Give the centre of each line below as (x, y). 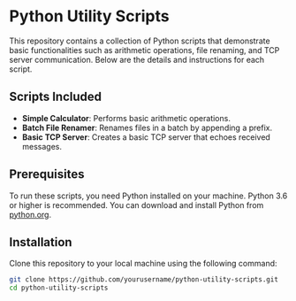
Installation (41, 242)
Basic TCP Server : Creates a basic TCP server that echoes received (146, 137)
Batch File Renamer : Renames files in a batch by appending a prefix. (147, 127)
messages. (42, 146)
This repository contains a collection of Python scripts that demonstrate (140, 41)
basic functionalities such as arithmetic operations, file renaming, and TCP (144, 50)
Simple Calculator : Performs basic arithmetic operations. (126, 118)
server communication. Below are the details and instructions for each (137, 59)
